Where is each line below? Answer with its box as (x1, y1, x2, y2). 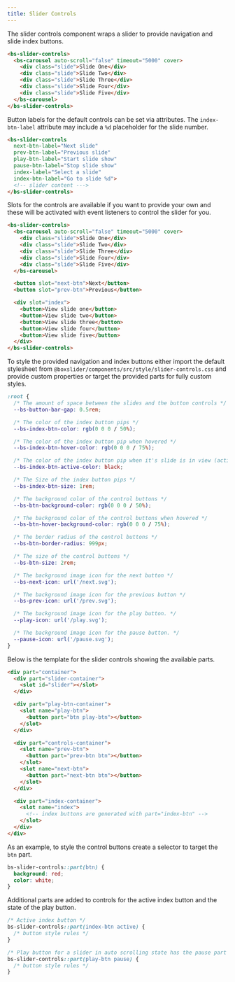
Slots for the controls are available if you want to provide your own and (7, 201, 211, 209)
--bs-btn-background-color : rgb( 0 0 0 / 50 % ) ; (13, 502, 152, 509)
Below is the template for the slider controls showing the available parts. (7, 655, 215, 664)
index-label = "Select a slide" (13, 169, 101, 176)
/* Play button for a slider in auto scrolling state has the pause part (7, 949, 227, 956)
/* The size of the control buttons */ (13, 553, 130, 560)
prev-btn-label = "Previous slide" (13, 149, 111, 156)
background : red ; (13, 870, 64, 877)
